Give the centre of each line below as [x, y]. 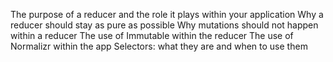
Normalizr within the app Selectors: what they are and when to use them [159, 46]
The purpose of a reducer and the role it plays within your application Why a [167, 14]
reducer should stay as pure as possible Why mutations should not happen [164, 25]
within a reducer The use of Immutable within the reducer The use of [152, 35]
